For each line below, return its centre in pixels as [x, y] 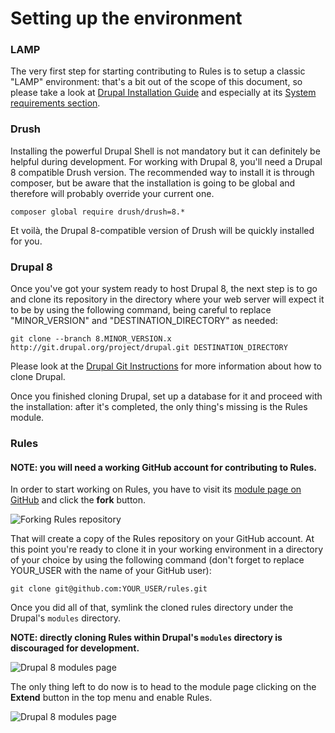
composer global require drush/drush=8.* [98, 212]
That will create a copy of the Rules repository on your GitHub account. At [162, 539]
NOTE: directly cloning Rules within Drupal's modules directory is [146, 638]
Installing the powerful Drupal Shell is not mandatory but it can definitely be [165, 151]
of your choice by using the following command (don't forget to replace [157, 560]
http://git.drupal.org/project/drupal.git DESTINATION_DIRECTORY [149, 348]
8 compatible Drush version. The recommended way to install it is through [162, 172]
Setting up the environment [126, 18]
